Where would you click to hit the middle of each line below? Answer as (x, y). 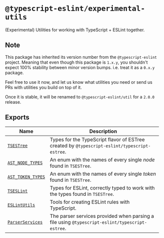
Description (103, 131)
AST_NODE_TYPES (25, 163)
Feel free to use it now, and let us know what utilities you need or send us (79, 82)
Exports (17, 117)
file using (60, 222)
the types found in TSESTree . (82, 194)
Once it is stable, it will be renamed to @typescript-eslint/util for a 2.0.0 (80, 96)
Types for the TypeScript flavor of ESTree (97, 140)
